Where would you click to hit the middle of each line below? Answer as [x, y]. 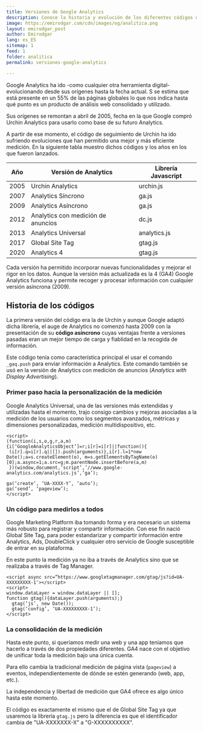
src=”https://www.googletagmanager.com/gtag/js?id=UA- [115, 577]
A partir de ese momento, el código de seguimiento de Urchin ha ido [91, 134]
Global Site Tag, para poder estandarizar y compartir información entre [95, 535]
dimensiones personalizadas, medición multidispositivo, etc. [81, 425]
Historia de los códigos [50, 305]
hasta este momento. [33, 698]
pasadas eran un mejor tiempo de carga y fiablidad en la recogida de [92, 340]
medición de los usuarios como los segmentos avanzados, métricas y [93, 418]
